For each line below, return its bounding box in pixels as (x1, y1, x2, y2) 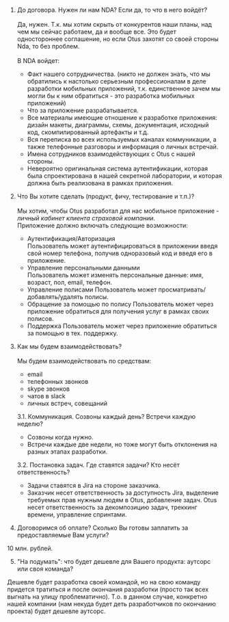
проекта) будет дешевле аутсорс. (7, 607, 106, 615)
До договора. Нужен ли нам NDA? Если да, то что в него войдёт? (16, 6, 208, 14)
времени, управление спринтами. (27, 510, 127, 519)
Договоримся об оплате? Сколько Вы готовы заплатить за (16, 523, 189, 532)
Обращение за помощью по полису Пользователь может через (27, 300, 214, 308)
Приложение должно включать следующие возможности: (16, 222, 188, 229)
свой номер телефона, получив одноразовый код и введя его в (27, 249, 213, 257)
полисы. (84, 293, 109, 300)
